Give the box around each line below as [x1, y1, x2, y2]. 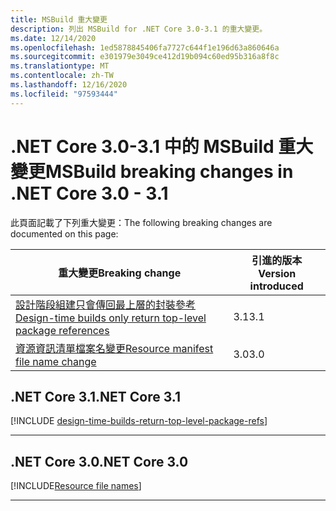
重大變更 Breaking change [58, 266, 182, 280]
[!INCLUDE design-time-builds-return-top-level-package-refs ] [10, 415, 268, 427]
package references [15, 323, 110, 337]
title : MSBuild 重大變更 [10, 14, 108, 25]
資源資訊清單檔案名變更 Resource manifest [15, 341, 214, 355]
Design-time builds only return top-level [15, 311, 207, 325]
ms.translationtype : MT [10, 61, 110, 71]
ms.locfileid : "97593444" [10, 89, 118, 99]
